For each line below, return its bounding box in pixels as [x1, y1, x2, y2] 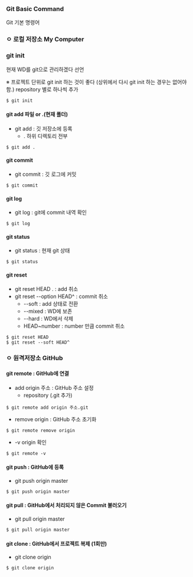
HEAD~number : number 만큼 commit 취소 [23, 322, 125, 329]
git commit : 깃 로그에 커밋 [14, 171, 77, 178]
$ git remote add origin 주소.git [6, 405, 89, 411]
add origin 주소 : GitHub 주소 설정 [14, 384, 94, 391]
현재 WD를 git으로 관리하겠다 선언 [6, 66, 84, 73]
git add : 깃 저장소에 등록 [14, 125, 73, 132]
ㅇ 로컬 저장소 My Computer [6, 35, 84, 43]
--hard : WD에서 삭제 [23, 315, 74, 322]
